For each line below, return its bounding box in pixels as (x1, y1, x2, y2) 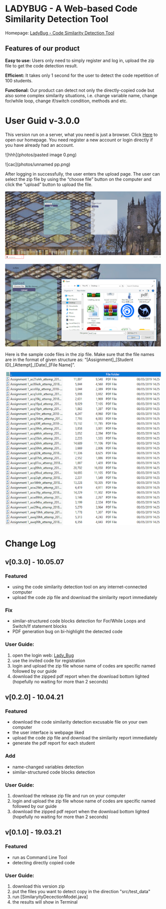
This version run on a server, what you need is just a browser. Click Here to (5, 131, 158, 137)
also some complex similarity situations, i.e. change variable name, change (5, 92, 158, 98)
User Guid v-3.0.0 (5, 115, 80, 126)
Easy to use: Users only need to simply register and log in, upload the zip (5, 58, 155, 63)
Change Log (5, 538, 56, 549)
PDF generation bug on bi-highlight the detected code (12, 628, 123, 635)
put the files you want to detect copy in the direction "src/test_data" (12, 888, 151, 894)
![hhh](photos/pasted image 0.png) (5, 152, 77, 158)
